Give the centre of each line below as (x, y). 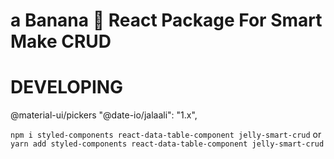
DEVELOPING (67, 87)
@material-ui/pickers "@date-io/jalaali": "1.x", (104, 115)
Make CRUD (61, 41)
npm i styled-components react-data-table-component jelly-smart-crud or (166, 135)
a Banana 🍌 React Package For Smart (166, 20)
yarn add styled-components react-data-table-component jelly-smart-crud (167, 144)
